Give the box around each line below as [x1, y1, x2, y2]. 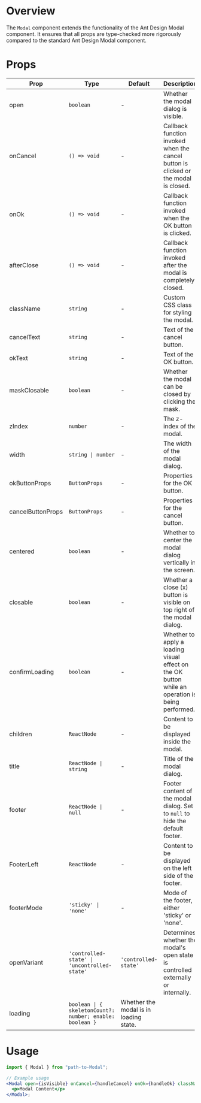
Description [163, 79, 197, 87]
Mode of [163, 889, 187, 897]
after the [163, 261, 187, 269]
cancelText [9, 333, 41, 341]
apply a [163, 637, 184, 646]
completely [163, 276, 195, 284]
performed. [163, 705, 196, 714]
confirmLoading [9, 667, 54, 676]
